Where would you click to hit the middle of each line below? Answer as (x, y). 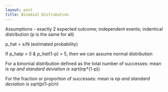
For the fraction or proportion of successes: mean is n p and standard (78, 78)
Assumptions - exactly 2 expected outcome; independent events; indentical (84, 29)
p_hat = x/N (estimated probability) (42, 44)
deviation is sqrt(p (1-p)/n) (32, 84)
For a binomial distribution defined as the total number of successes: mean (83, 63)
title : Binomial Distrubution (37, 15)
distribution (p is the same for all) (40, 34)
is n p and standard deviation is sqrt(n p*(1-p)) (53, 69)
